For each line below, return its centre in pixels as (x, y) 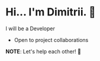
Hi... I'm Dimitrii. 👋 (51, 12)
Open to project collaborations (51, 40)
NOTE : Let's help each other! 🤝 (43, 51)
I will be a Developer (30, 28)
